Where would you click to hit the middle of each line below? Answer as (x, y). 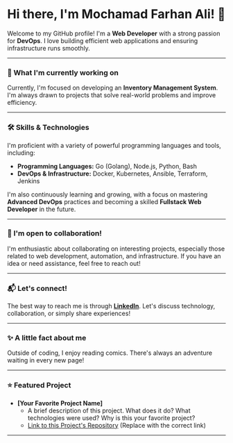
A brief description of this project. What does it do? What (109, 410)
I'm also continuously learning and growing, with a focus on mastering (107, 194)
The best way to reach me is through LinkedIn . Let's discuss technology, (111, 306)
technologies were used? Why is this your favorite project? (111, 418)
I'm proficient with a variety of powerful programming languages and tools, (114, 145)
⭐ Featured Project (39, 385)
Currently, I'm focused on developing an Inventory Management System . (113, 88)
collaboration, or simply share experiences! (69, 314)
